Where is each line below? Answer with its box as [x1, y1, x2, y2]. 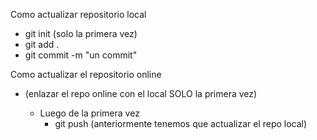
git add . [24, 39, 60, 50]
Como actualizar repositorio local [10, 9, 147, 20]
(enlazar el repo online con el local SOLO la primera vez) [24, 88, 258, 99]
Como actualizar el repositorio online [10, 69, 162, 80]
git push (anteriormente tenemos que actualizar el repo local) [54, 118, 308, 129]
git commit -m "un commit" [24, 49, 138, 61]
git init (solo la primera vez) [24, 28, 138, 39]
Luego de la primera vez [39, 107, 140, 119]
